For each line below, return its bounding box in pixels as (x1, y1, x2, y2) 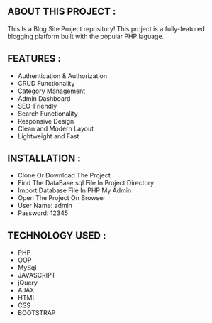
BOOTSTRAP (17, 309, 56, 317)
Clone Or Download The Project (17, 171, 111, 180)
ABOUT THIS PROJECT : (7, 6, 116, 18)
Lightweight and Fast (17, 131, 79, 141)
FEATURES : (7, 53, 62, 65)
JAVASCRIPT (17, 271, 56, 280)
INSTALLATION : (7, 153, 81, 165)
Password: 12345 (17, 209, 69, 217)
